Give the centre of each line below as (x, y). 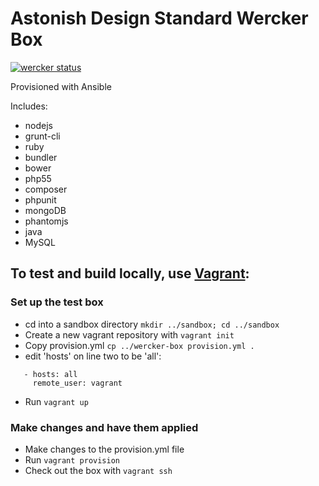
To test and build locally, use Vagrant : (130, 273)
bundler (41, 157)
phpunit (40, 199)
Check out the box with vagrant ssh (98, 470)
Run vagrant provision (72, 459)
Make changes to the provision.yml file (104, 449)
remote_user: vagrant (77, 383)
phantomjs (46, 221)
